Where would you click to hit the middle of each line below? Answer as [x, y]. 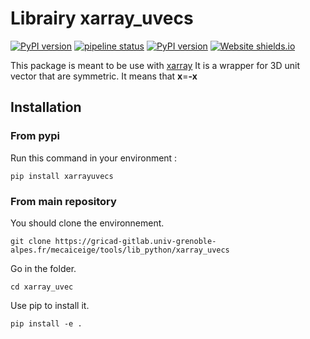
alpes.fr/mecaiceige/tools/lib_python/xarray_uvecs [120, 250]
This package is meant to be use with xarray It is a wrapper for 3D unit [155, 65]
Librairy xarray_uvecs [102, 18]
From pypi [35, 136]
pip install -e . [46, 323]
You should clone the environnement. [87, 223]
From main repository [63, 201]
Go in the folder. [43, 268]
